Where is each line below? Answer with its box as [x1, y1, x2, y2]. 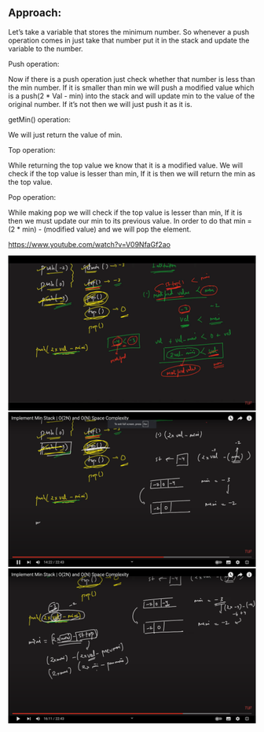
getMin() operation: [8, 114, 71, 124]
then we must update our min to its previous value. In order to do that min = [8, 216, 253, 225]
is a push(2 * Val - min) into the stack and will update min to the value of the [8, 91, 255, 101]
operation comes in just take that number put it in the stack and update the [8, 35, 250, 45]
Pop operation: [8, 192, 57, 201]
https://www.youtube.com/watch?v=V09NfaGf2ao [8, 239, 171, 249]
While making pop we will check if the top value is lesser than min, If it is [8, 208, 243, 217]
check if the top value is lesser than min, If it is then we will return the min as [8, 168, 255, 178]
